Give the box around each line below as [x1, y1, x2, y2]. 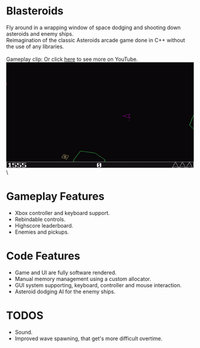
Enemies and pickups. [14, 228, 70, 235]
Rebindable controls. [14, 216, 65, 223]
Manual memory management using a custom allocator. [14, 275, 152, 282]
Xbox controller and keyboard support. [14, 209, 110, 216]
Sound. [14, 328, 33, 335]
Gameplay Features [6, 189, 105, 203]
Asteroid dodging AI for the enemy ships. [14, 288, 116, 295]
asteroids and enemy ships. [6, 30, 74, 37]
